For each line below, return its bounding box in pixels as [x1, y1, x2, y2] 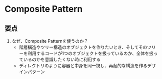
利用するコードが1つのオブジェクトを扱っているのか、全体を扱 [27, 51, 154, 56]
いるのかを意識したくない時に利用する [23, 56, 101, 62]
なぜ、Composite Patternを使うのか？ [11, 38, 89, 44]
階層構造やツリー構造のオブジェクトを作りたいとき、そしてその [19, 44, 147, 50]
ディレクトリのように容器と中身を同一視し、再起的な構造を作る [19, 63, 148, 68]
